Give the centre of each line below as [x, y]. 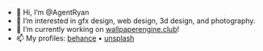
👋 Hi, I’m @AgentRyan [52, 12]
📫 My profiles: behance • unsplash [75, 38]
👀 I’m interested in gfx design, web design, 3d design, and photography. [136, 21]
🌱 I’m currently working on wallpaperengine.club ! [98, 29]
